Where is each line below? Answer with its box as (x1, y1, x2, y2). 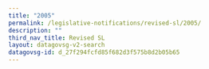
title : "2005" (8, 11, 56, 20)
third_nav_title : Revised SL (8, 33, 105, 42)
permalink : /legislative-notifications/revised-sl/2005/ (8, 19, 202, 27)
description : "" (8, 26, 62, 34)
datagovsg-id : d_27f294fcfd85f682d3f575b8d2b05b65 (8, 48, 180, 56)
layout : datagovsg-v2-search (8, 41, 105, 49)
